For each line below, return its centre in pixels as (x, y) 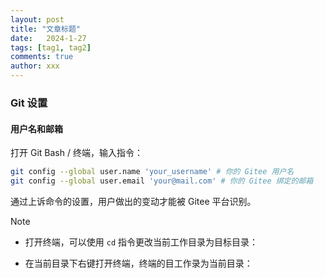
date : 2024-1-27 (48, 38)
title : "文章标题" (46, 29)
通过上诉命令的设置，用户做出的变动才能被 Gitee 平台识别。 (133, 201)
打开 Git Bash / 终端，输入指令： (76, 153)
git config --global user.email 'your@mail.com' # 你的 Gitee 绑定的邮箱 (162, 181)
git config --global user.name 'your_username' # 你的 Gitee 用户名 (152, 172)
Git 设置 (29, 103)
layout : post (37, 19)
